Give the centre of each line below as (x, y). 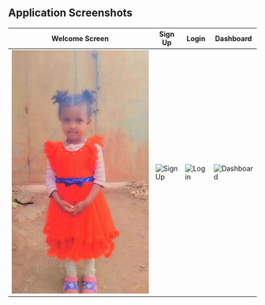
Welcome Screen (80, 38)
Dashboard (233, 38)
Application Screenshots (70, 13)
